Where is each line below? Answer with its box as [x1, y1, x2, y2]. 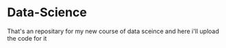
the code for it [7, 34, 47, 42]
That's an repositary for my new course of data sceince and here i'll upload [7, 27, 219, 35]
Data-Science [7, 5, 87, 20]
